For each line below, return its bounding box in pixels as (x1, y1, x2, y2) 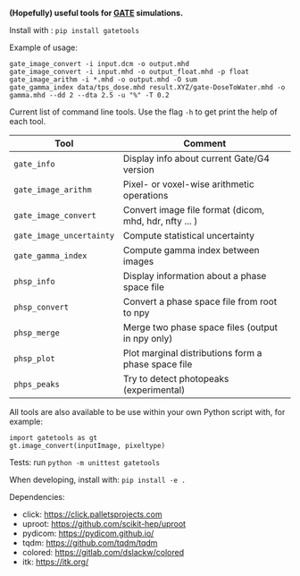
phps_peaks (13, 379, 60, 389)
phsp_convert (13, 302, 70, 312)
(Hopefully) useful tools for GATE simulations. (9, 8, 184, 18)
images (123, 255, 154, 267)
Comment (182, 138, 227, 149)
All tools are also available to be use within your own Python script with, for (9, 407, 286, 417)
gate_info (13, 159, 55, 169)
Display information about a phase (123, 270, 267, 282)
